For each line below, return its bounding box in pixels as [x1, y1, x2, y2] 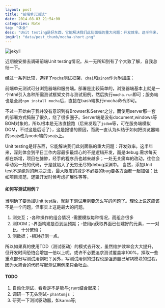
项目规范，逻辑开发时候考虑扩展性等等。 [9, 174, 91, 180]
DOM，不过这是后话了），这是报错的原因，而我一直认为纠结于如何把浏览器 [5, 126, 156, 132]
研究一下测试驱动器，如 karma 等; [12, 297, 77, 303]
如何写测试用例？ [5, 186, 40, 192]
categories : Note [5, 21, 41, 26]
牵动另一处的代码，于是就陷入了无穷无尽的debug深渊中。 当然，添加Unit [5, 161, 152, 167]
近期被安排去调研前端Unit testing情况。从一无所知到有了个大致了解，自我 [5, 58, 153, 64]
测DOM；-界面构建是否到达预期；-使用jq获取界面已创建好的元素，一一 [12, 221, 156, 227]
